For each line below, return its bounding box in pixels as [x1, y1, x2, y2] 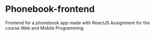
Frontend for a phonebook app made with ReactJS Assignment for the [5, 20, 150, 26]
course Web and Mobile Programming [5, 25, 84, 31]
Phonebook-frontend [5, 3, 95, 15]
